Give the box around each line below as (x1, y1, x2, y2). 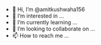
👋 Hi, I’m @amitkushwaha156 (12, 6, 85, 13)
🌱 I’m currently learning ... (12, 19, 78, 26)
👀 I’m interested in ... (12, 12, 64, 19)
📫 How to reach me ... (12, 32, 69, 39)
